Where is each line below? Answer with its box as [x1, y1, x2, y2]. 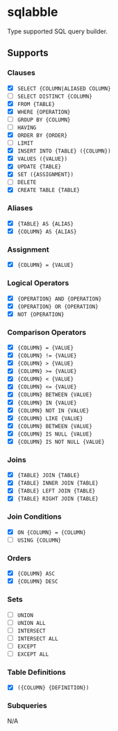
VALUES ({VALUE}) [17, 155, 68, 163]
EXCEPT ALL [17, 651, 49, 657]
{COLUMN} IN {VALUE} [17, 399, 77, 406]
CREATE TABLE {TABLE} [17, 187, 80, 194]
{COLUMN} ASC [17, 570, 56, 578]
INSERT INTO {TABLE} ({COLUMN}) [17, 148, 111, 155]
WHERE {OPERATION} [17, 108, 71, 115]
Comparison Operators [7, 327, 87, 337]
